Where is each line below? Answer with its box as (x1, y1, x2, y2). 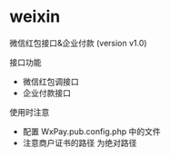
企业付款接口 (22, 87, 71, 98)
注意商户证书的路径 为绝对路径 (22, 137, 137, 148)
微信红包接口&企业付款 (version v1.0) (9, 37, 147, 48)
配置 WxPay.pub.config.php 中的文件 (22, 125, 161, 137)
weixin (9, 6, 61, 27)
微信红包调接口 (22, 75, 79, 87)
